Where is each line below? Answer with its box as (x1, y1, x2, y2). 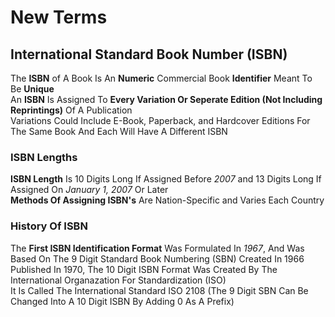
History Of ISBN (10, 219, 88, 233)
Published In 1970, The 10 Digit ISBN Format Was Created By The (10, 263, 278, 275)
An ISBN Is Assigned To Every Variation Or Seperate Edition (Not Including (10, 94, 323, 105)
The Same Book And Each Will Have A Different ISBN (10, 126, 228, 137)
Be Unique (10, 83, 55, 95)
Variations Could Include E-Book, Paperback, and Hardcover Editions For (10, 115, 311, 126)
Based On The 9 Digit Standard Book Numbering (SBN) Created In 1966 (10, 252, 305, 265)
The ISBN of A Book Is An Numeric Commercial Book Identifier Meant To (10, 72, 313, 84)
